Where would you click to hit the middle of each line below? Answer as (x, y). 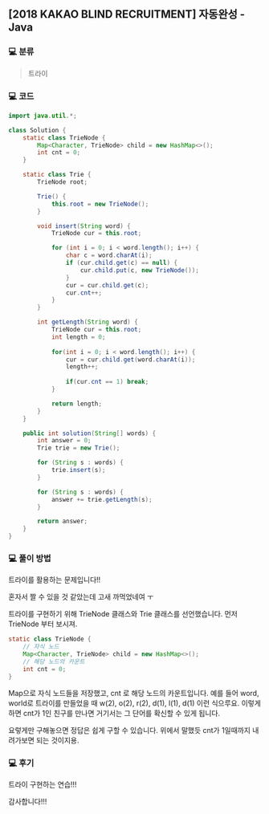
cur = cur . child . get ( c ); (107, 285)
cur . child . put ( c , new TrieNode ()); (139, 270)
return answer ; (63, 521)
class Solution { (37, 130)
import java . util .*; (43, 116)
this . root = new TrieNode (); (100, 204)
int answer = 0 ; (64, 441)
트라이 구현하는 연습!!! (43, 784)
